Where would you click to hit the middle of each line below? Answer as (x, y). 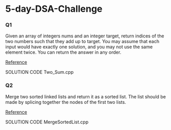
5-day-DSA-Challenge (54, 9)
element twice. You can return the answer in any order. (63, 52)
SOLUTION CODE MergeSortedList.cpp (47, 122)
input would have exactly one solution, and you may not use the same (79, 47)
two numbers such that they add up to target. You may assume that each (82, 41)
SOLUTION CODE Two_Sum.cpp (40, 72)
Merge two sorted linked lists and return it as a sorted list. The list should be (85, 96)
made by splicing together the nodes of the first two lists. (66, 102)
